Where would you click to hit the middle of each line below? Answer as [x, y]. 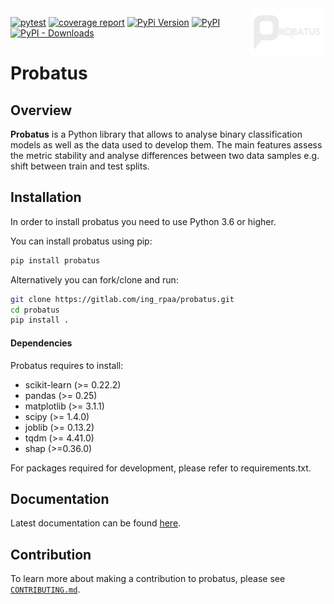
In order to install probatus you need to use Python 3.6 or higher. [143, 221]
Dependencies [41, 343]
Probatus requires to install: [67, 365]
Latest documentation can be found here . [96, 523]
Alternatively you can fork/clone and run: [94, 279]
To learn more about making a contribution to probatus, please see [148, 579]
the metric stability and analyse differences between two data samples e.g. [165, 155]
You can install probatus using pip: [81, 241]
